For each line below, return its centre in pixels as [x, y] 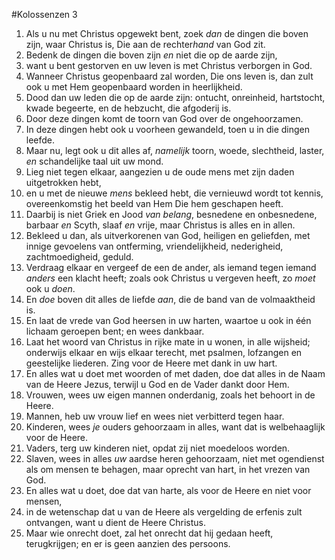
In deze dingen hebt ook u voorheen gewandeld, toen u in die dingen [168, 129]
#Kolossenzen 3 [44, 14]
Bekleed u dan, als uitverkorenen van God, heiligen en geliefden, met [168, 235]
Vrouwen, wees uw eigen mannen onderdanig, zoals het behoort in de [170, 395]
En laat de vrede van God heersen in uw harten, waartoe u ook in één [168, 320]
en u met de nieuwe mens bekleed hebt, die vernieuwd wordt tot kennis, [174, 193]
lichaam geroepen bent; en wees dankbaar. [115, 331]
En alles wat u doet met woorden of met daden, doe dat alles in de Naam [175, 373]
